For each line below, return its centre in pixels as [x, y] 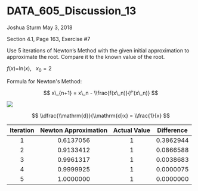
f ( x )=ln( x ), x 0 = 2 [29, 69]
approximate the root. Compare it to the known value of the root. [86, 57]
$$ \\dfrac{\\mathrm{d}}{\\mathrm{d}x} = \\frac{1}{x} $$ [101, 115]
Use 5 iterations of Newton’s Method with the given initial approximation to [98, 50]
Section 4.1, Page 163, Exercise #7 [49, 39]
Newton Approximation [74, 130]
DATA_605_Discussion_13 [72, 11]
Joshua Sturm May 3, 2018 [40, 27]
